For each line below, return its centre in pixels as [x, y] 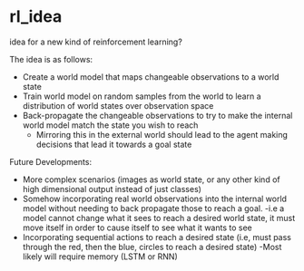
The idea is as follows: [51, 59]
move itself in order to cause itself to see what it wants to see [137, 227]
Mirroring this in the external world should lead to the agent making [162, 134]
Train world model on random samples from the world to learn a [142, 96]
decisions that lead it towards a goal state [114, 144]
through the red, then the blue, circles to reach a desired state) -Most [152, 247]
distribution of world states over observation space [118, 105]
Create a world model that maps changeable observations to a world [151, 77]
